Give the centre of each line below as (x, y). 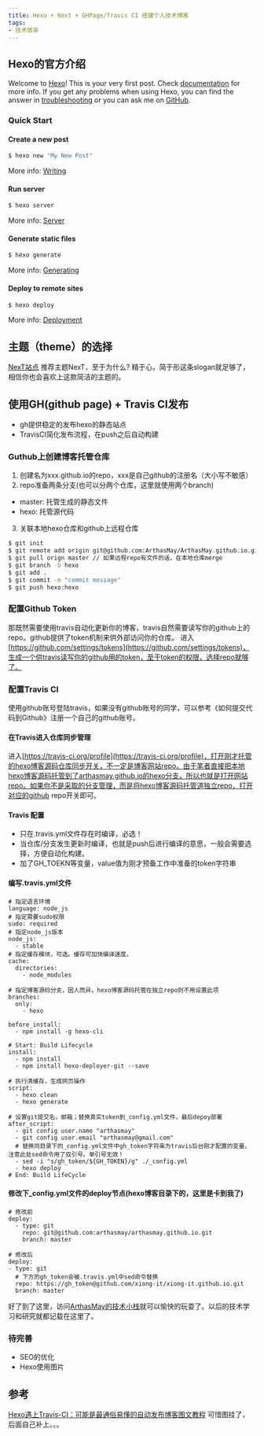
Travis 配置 (26, 814)
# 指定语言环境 (29, 902)
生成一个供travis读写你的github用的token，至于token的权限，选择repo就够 (128, 657)
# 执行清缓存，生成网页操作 (47, 1081)
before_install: (35, 1024)
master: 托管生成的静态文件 (64, 502)
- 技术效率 (24, 30)
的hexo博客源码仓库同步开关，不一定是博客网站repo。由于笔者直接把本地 (127, 766)
